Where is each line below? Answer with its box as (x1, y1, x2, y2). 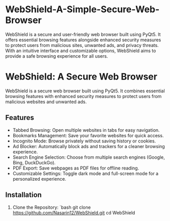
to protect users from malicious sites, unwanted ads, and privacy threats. (5, 42, 159, 48)
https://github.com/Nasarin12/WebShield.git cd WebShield (12, 209, 135, 215)
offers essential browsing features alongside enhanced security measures (5, 37, 161, 43)
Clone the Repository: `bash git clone (12, 204, 91, 210)
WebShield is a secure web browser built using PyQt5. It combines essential (5, 88, 165, 94)
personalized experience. (12, 176, 66, 182)
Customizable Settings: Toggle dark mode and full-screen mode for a (12, 170, 159, 177)
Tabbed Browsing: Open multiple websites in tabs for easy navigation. (12, 127, 160, 133)
